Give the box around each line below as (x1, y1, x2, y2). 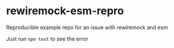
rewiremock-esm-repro (6, 4, 124, 18)
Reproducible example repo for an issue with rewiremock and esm (6, 24, 168, 31)
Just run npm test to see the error (6, 35, 88, 42)
